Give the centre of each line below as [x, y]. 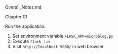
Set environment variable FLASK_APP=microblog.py [63, 36]
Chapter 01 [16, 17]
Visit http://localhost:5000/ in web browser [58, 46]
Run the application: [25, 26]
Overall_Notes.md [23, 7]
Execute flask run [31, 41]
